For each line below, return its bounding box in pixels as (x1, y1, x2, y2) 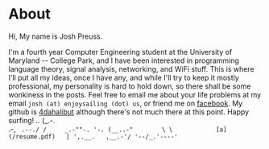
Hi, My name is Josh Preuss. (8, 31, 103, 41)
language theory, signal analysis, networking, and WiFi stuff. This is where (8, 64, 255, 73)
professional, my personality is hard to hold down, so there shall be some (8, 81, 251, 91)
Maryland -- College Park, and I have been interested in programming (8, 56, 240, 65)
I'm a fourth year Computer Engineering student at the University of (8, 47, 233, 56)
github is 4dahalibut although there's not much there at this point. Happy (8, 106, 250, 117)
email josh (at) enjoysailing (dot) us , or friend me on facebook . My (8, 98, 243, 108)
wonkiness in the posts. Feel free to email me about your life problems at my (8, 89, 262, 99)
